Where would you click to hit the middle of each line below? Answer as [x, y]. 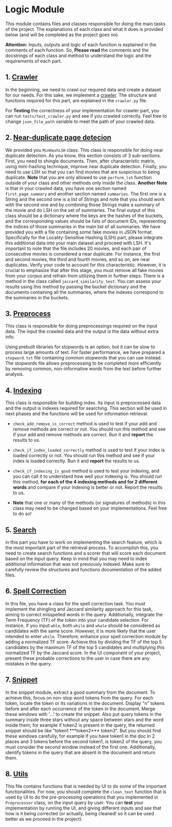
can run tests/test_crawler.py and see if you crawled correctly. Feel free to [86, 116]
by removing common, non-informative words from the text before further [83, 369]
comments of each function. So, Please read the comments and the [77, 50]
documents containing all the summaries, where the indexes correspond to [84, 292]
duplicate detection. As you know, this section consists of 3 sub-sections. [83, 155]
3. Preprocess [28, 313]
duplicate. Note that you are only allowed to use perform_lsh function [79, 177]
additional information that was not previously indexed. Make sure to [78, 564]
